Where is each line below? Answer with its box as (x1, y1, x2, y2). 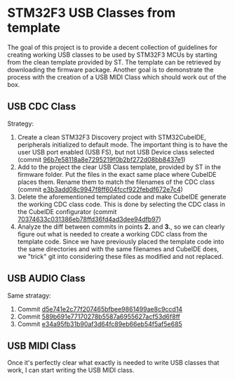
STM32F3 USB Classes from (7, 5, 176, 21)
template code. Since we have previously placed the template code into (17, 237, 224, 246)
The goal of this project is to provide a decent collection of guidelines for (7, 43, 217, 51)
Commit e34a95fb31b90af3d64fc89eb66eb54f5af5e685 (17, 319, 182, 328)
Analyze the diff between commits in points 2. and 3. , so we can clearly (17, 222, 225, 231)
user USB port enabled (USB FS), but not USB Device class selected (17, 147, 215, 156)
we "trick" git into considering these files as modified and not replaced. (17, 252, 224, 260)
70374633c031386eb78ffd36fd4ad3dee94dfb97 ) (17, 215, 161, 223)
